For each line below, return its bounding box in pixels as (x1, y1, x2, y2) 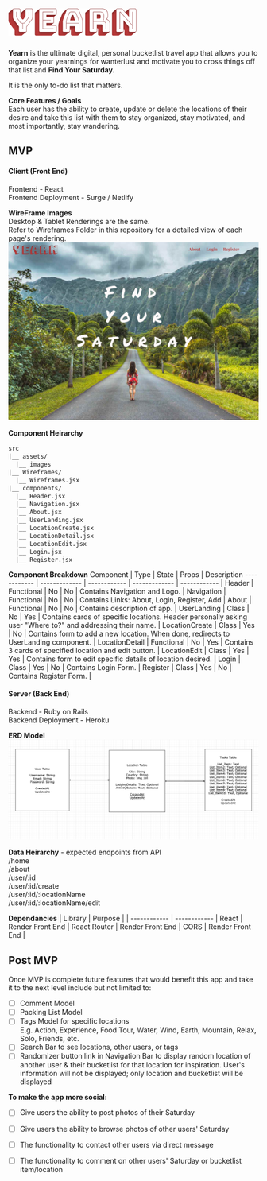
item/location (19, 1164, 64, 1174)
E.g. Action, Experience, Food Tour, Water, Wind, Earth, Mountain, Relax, (19, 1025, 257, 1035)
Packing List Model (19, 1008, 83, 1017)
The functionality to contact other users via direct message (19, 1140, 214, 1149)
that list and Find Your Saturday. (8, 64, 115, 75)
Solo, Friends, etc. (19, 1034, 79, 1044)
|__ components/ (8, 484, 62, 492)
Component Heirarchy (8, 428, 83, 437)
